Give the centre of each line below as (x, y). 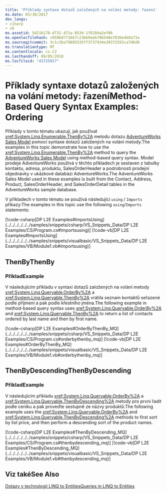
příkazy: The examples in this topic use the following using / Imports (73, 205)
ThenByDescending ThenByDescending (68, 371)
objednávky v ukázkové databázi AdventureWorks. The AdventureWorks (79, 174)
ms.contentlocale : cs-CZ (31, 51)
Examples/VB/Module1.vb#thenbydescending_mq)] (58, 459)
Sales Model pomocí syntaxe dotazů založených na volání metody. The (77, 142)
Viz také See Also (32, 474)
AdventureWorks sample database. (41, 190)
